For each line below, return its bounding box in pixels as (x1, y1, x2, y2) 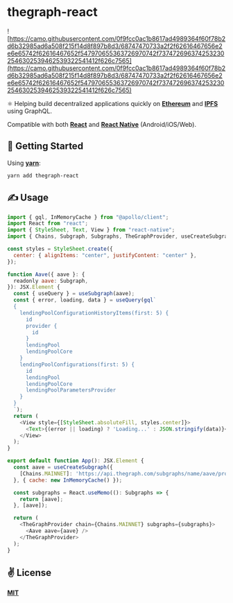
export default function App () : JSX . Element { (7, 457, 144, 464)
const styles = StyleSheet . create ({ (7, 245, 113, 253)
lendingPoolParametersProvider (25, 387, 116, 394)
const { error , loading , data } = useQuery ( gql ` (13, 297, 157, 304)
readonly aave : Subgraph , (13, 277, 89, 284)
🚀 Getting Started (7, 140, 84, 152)
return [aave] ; (19, 496, 64, 503)
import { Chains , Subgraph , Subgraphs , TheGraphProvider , (7, 233, 178, 240)
